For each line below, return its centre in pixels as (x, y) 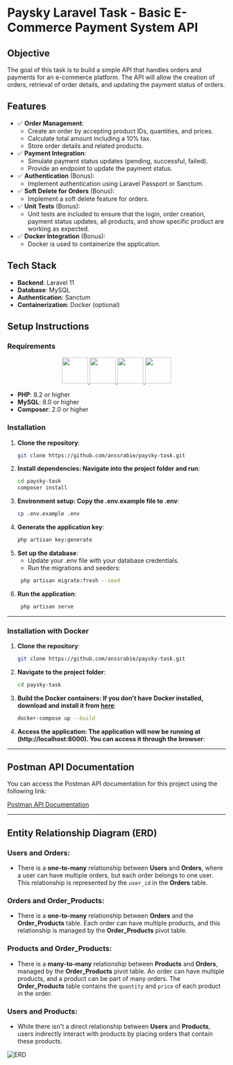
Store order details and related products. (86, 146)
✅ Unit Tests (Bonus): (49, 206)
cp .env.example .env (48, 514)
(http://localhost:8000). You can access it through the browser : (111, 738)
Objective (29, 53)
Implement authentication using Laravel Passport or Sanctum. (115, 183)
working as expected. (59, 229)
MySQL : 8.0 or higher (48, 402)
